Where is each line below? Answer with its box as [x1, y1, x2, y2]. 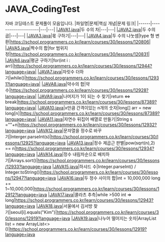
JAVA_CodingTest [5, 3, 80, 15]
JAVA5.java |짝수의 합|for [6, 45, 55, 51]
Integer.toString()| [5, 169, 41, 175]
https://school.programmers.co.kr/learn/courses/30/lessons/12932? [19, 122, 157, 128]
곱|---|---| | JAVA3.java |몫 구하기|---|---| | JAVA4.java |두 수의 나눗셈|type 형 [5, 33, 155, 38]
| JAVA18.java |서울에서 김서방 [36, 203, 93, 209]
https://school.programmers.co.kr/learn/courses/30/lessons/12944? [14, 63, 153, 69]
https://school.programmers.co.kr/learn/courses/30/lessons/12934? [16, 145, 154, 151]
